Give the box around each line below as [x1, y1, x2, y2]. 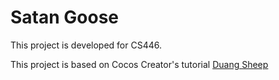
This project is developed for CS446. [10, 39, 162, 51]
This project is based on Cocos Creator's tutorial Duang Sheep [10, 58, 269, 70]
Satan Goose [10, 6, 120, 29]
